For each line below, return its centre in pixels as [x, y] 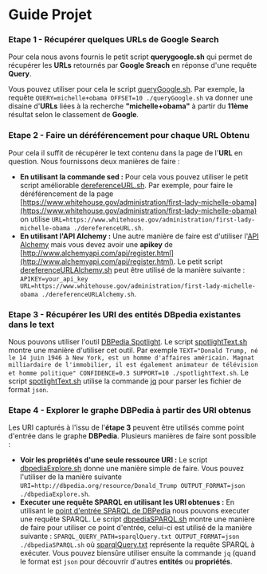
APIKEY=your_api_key [54, 279]
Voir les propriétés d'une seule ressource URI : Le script [114, 460]
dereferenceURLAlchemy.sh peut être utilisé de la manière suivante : [132, 269]
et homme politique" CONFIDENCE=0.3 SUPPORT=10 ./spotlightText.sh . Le [129, 373]
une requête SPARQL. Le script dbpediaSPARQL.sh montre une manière [137, 519]
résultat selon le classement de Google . [74, 115]
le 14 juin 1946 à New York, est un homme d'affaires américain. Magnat [132, 358]
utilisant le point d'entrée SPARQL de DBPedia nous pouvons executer [134, 511]
